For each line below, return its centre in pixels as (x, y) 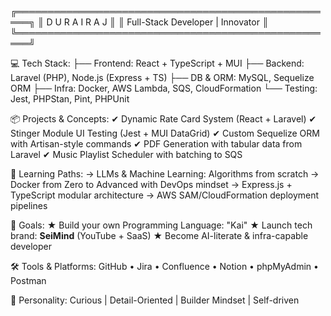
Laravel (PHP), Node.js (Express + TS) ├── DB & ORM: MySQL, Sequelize (162, 77)
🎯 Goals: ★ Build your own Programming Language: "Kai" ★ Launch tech (161, 225)
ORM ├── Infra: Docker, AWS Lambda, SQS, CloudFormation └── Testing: (164, 88)
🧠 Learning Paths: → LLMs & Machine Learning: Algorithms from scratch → (165, 174)
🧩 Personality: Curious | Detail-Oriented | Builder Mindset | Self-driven (155, 300)
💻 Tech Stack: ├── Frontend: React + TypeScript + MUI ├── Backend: (157, 63)
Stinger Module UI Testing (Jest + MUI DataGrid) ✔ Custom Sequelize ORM (165, 133)
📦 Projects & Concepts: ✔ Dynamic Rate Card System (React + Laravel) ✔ (163, 119)
